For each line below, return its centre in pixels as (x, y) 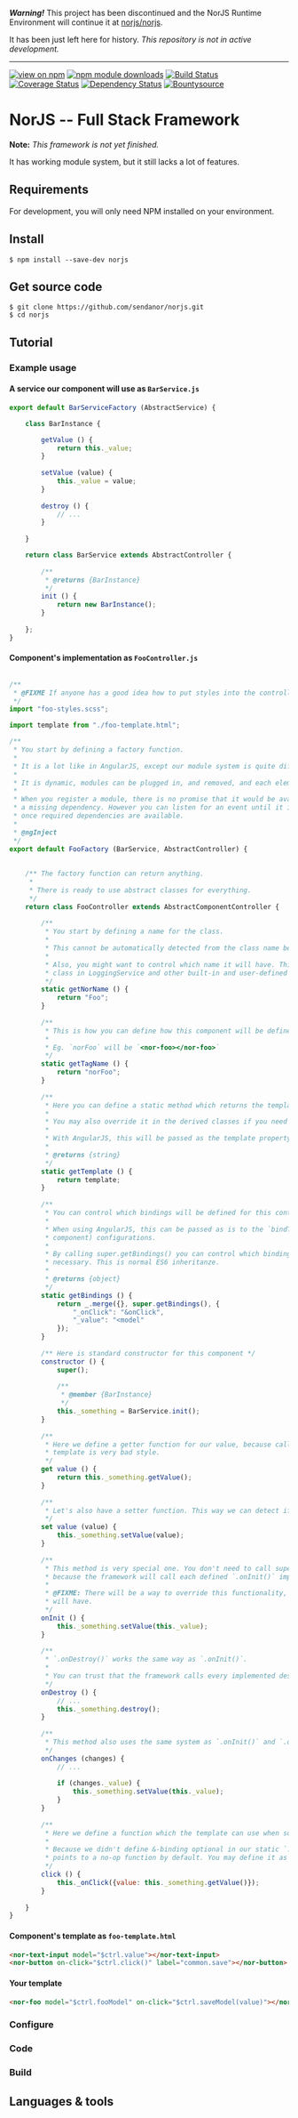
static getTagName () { (85, 1064)
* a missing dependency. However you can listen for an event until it (148, 808)
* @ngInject (35, 832)
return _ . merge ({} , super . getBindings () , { (138, 1304)
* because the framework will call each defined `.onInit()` (160, 1577)
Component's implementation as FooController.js (103, 658)
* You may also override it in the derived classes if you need (166, 1122)
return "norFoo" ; (89, 1072)
